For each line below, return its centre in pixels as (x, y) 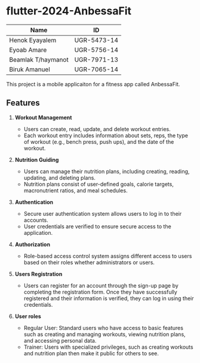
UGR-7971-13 (96, 59)
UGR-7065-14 (96, 69)
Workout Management (43, 117)
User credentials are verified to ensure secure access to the (97, 226)
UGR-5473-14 (96, 40)
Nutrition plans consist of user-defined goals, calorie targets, (99, 184)
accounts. (36, 220)
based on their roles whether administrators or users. (89, 262)
